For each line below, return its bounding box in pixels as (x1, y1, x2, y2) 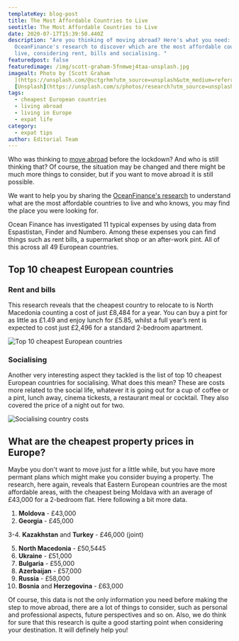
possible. (8, 178, 35, 186)
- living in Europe (14, 109, 72, 116)
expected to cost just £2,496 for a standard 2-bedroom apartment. (8, 323, 204, 332)
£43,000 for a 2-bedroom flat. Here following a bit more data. (8, 496, 187, 504)
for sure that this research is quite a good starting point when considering (8, 618, 223, 627)
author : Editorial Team (8, 135, 79, 143)
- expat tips (14, 129, 53, 136)
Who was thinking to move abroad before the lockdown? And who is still (8, 155, 219, 164)
